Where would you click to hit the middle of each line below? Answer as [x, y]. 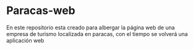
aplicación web [25, 40]
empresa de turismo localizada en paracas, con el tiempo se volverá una [97, 34]
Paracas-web [41, 11]
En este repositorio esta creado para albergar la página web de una [91, 27]
